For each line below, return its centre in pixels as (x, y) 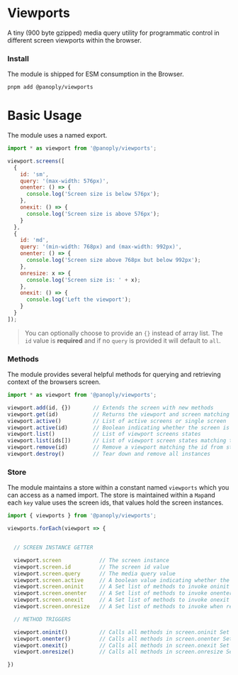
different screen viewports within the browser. (74, 40)
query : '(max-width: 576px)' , (65, 181)
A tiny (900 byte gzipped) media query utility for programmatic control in (113, 33)
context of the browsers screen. (54, 382)
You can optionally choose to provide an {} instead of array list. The (124, 333)
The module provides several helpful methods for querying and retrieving (114, 375)
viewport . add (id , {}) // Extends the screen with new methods (110, 407)
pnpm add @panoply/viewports (50, 87)
